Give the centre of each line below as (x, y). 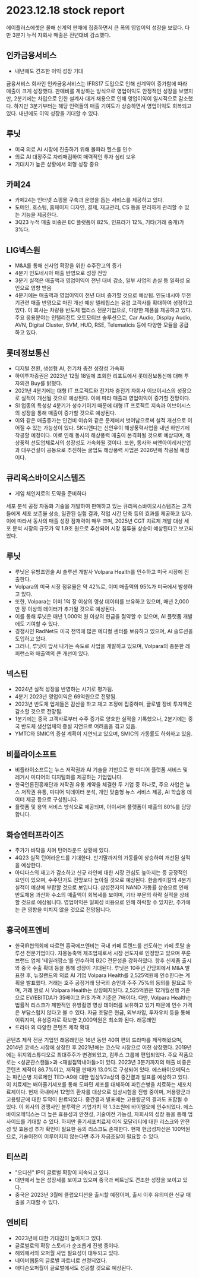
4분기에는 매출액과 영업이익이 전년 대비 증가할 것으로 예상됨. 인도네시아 (97, 295)
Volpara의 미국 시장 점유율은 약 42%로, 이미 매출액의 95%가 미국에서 (96, 586)
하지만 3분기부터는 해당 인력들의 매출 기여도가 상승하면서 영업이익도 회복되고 (103, 106)
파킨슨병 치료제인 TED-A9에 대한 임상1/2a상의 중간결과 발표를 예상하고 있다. (100, 1077)
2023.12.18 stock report (65, 10)
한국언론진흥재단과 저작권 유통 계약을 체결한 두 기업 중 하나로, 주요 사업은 (99, 785)
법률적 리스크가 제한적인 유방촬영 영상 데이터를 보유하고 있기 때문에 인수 (98, 1005)
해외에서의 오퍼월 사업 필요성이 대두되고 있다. (67, 1253)
